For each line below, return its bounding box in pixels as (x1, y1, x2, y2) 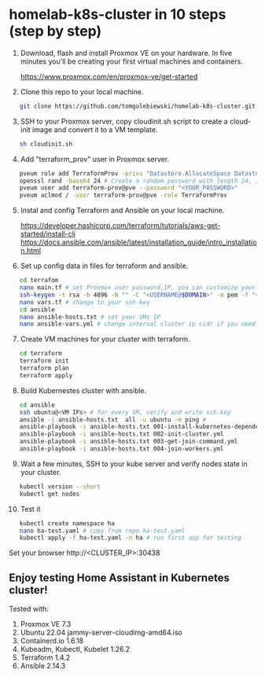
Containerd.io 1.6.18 (20, 636, 84, 646)
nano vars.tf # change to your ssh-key (19, 298, 150, 306)
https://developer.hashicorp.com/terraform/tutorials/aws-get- (20, 221, 221, 230)
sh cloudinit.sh (19, 140, 73, 148)
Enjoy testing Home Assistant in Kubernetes (9, 571, 230, 584)
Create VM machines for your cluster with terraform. (20, 334, 191, 344)
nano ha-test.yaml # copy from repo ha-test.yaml (19, 527, 186, 535)
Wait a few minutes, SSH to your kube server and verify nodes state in (20, 458, 248, 469)
